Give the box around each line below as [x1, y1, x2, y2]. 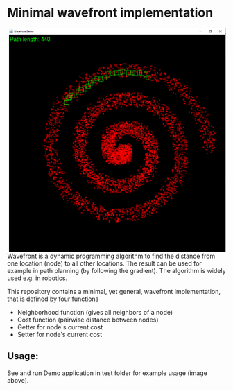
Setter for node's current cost [17, 331, 103, 339]
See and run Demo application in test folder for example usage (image [7, 369, 208, 377]
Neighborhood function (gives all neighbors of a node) [17, 309, 173, 317]
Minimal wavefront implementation [7, 5, 214, 21]
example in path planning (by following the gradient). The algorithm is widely [7, 267, 226, 275]
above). [7, 376, 29, 384]
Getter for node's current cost [17, 323, 103, 331]
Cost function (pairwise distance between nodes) [17, 315, 159, 324]
